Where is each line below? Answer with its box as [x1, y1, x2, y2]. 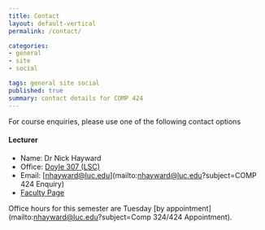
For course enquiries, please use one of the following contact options [8, 116, 241, 126]
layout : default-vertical [8, 20, 96, 28]
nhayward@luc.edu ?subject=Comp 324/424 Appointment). [33, 212, 232, 222]
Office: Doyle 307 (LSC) [20, 162, 100, 171]
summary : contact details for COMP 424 [8, 94, 144, 102]
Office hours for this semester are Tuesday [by [8, 203, 165, 213]
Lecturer [8, 135, 38, 145]
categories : [8, 41, 49, 50]
